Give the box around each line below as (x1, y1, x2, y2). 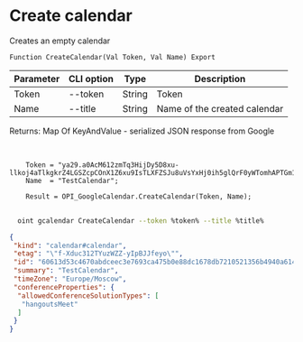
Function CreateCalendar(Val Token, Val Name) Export (9, 52, 216, 61)
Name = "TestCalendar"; (25, 176, 119, 185)
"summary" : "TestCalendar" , (13, 266, 119, 275)
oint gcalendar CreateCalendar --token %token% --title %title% (17, 216, 264, 226)
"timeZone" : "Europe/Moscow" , (13, 274, 127, 284)
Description (194, 72, 246, 85)
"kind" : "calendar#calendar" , (13, 241, 127, 250)
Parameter (14, 72, 60, 85)
